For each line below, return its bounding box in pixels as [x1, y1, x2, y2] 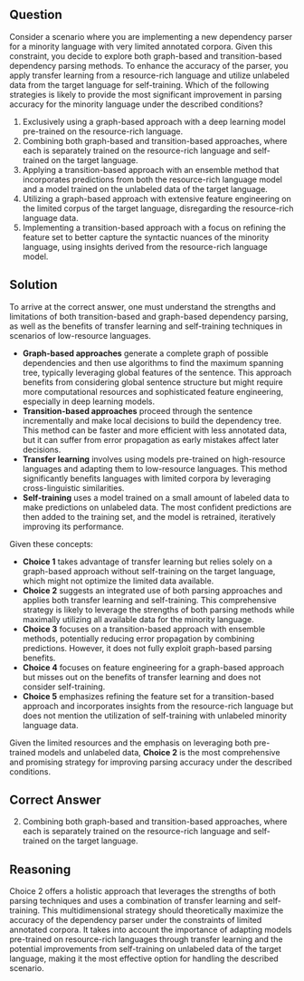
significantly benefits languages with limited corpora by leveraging [22, 473, 271, 484]
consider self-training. [22, 681, 106, 692]
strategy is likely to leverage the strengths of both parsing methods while [22, 604, 295, 615]
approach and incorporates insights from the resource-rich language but [22, 700, 294, 711]
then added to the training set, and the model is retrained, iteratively [22, 511, 276, 522]
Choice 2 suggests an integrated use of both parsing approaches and [22, 584, 283, 596]
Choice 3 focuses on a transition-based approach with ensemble [22, 623, 265, 634]
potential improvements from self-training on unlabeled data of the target [9, 944, 282, 955]
